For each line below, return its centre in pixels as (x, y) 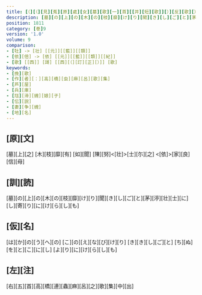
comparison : (21, 46)
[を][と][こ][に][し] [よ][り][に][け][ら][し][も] (62, 249)
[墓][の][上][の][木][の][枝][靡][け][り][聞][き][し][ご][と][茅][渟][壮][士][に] (97, 198)
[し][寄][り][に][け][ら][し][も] (43, 206)
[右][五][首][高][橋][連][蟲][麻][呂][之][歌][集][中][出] (70, 286)
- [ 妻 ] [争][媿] (24, 107)
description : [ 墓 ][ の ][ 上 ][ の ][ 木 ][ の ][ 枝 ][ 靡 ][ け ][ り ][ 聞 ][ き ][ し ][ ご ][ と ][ (99, 17)
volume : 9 (19, 40)
